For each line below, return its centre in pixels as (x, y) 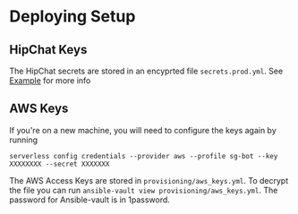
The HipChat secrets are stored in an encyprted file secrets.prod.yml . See (146, 71)
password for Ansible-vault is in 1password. (89, 200)
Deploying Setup (72, 17)
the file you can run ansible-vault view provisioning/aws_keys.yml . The (144, 190)
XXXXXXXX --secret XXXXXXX (60, 164)
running (24, 140)
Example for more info (50, 81)
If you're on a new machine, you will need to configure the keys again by (143, 130)
